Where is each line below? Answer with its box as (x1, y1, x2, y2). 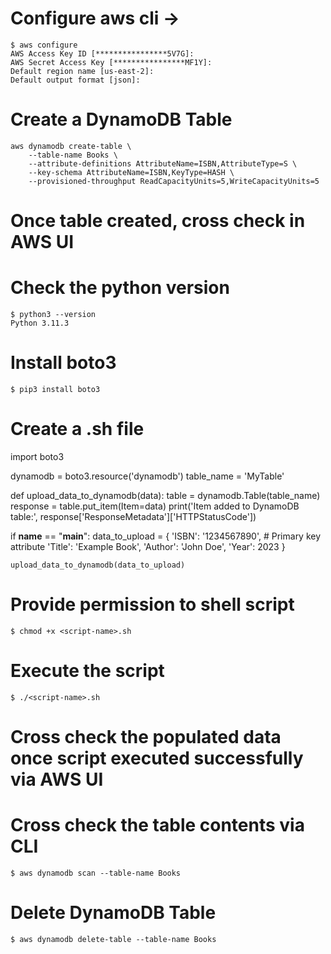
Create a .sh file (10, 418, 145, 441)
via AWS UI (10, 768, 104, 791)
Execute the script (10, 660, 165, 682)
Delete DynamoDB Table (10, 902, 217, 924)
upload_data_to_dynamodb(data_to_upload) (10, 560, 186, 570)
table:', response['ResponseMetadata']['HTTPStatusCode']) (10, 510, 257, 522)
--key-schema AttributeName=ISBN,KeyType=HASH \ (28, 167, 235, 177)
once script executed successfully (10, 747, 304, 769)
